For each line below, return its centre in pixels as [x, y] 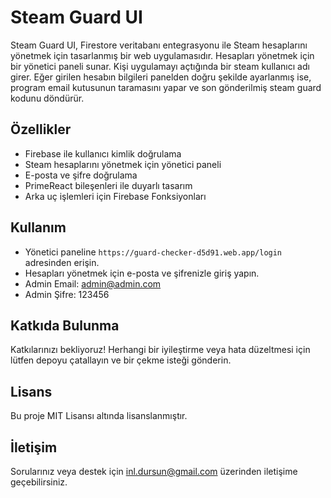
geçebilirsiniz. [39, 482]
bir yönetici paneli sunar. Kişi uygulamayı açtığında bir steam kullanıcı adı [160, 66]
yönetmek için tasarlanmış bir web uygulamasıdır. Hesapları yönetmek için [162, 55]
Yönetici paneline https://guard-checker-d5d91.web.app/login [153, 252]
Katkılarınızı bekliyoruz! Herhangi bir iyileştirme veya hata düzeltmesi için [160, 350]
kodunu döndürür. [47, 98]
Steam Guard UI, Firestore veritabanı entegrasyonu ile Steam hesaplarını [159, 45]
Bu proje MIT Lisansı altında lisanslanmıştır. [99, 416]
